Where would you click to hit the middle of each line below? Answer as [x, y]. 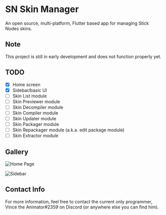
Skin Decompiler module [38, 107]
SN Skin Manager [42, 9]
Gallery [17, 152]
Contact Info [25, 190]
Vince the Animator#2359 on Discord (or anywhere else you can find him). [82, 207]
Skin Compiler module [35, 113]
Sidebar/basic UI [30, 90]
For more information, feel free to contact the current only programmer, [79, 201]
